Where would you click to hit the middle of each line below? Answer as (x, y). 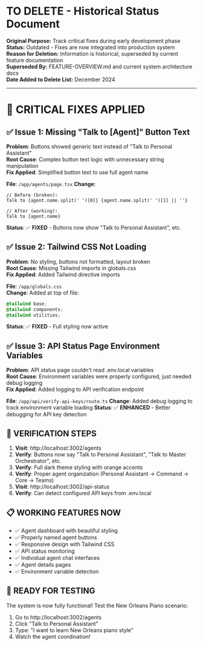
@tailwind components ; (35, 309)
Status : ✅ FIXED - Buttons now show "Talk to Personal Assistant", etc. (94, 227)
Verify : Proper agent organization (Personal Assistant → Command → (102, 474)
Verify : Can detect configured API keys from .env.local (83, 493)
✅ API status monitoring (45, 551)
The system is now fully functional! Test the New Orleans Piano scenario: (97, 605)
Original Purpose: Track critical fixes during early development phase (93, 41)
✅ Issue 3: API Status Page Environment (83, 346)
